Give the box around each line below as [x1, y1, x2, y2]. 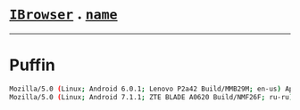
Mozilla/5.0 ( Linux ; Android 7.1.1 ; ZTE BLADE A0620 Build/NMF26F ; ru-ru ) [9, 92, 294, 101]
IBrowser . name [9, 4, 118, 24]
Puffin [9, 55, 55, 75]
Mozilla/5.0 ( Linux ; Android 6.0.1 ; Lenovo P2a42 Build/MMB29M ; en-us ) [9, 84, 281, 93]
